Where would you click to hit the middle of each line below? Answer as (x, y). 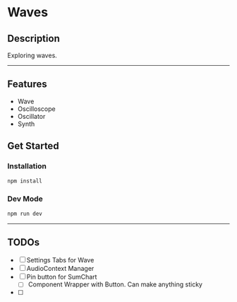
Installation (27, 166)
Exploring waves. (32, 55)
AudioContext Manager (60, 269)
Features (27, 85)
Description (34, 39)
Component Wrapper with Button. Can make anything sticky (115, 284)
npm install (25, 181)
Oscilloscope (36, 109)
